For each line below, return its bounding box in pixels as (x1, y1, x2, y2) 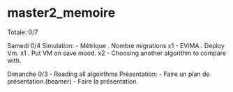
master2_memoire (7, 5, 116, 21)
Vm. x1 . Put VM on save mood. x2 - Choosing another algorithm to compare (7, 49, 227, 57)
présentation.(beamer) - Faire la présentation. (7, 77, 139, 85)
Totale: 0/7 (7, 28, 38, 36)
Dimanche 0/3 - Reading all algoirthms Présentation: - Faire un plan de (7, 70, 210, 78)
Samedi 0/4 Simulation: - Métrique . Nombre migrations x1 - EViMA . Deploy (7, 41, 225, 49)
